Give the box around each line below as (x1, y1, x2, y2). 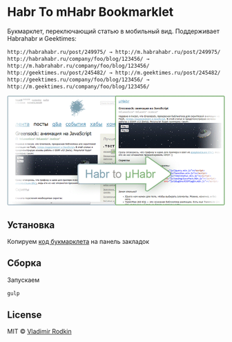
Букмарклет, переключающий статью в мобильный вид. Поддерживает (7, 27, 220, 35)
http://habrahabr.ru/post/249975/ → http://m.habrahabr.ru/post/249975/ (7, 48, 221, 55)
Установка (7, 219, 55, 231)
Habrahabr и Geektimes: (7, 34, 77, 42)
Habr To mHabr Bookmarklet (7, 4, 174, 20)
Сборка (7, 257, 41, 269)
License (7, 309, 42, 321)
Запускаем (7, 276, 40, 284)
